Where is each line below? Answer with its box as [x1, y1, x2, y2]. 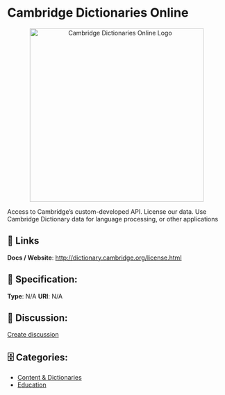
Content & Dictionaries [17, 373, 82, 382]
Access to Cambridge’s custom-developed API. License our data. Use [7, 207, 207, 216]
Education [17, 380, 47, 389]
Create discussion [7, 330, 59, 339]
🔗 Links [7, 235, 40, 247]
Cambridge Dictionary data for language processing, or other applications [7, 215, 219, 223]
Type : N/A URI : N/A [7, 292, 63, 300]
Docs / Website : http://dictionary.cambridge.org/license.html [7, 253, 182, 262]
